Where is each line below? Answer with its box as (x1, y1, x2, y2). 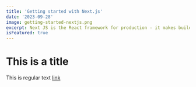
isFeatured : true (6, 30, 48, 36)
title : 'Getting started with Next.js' (6, 8, 103, 14)
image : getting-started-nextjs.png (6, 19, 93, 25)
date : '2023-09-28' (6, 14, 54, 20)
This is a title (6, 55, 69, 68)
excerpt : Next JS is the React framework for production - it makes (6, 24, 176, 31)
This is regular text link (6, 74, 61, 81)
